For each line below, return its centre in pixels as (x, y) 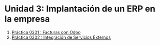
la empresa (27, 19)
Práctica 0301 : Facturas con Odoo (46, 32)
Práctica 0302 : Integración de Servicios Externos (61, 37)
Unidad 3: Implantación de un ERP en (80, 9)
